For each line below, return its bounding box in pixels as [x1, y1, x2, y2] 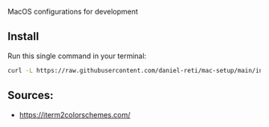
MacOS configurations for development [7, 7, 138, 16]
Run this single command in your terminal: [7, 51, 147, 61]
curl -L [7, 66, 34, 74]
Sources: [7, 89, 54, 102]
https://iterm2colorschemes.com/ [18, 109, 131, 119]
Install [7, 30, 39, 43]
